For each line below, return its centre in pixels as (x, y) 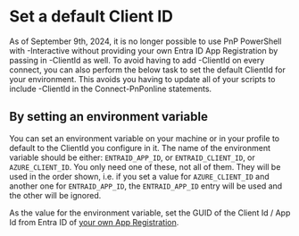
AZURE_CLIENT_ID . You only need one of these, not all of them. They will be (145, 166)
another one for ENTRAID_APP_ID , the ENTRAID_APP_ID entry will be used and (146, 186)
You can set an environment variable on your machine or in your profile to (144, 138)
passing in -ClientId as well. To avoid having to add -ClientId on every (137, 60)
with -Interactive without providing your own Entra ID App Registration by (144, 50)
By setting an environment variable (108, 117)
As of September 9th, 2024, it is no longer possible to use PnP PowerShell (145, 41)
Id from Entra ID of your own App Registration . (94, 222)
